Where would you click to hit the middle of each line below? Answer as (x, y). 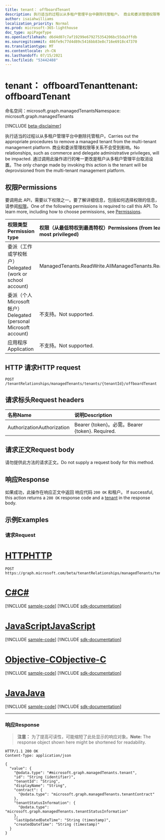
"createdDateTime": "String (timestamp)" (57, 824)
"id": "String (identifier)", (45, 777)
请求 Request (20, 535)
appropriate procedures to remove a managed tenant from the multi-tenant (81, 142)
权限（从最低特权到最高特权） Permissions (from (96, 228)
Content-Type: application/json (38, 755)
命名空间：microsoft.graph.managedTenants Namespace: (63, 111)
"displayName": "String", (41, 785)
